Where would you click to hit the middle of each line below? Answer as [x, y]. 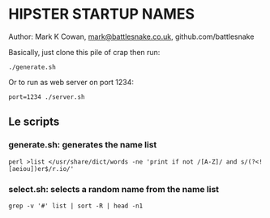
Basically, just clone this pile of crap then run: [84, 52]
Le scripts [34, 122]
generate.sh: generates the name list [83, 145]
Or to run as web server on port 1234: [71, 82]
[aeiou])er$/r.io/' [41, 169]
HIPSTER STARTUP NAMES [102, 14]
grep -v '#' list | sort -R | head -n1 [76, 206]
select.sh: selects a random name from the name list [114, 189]
